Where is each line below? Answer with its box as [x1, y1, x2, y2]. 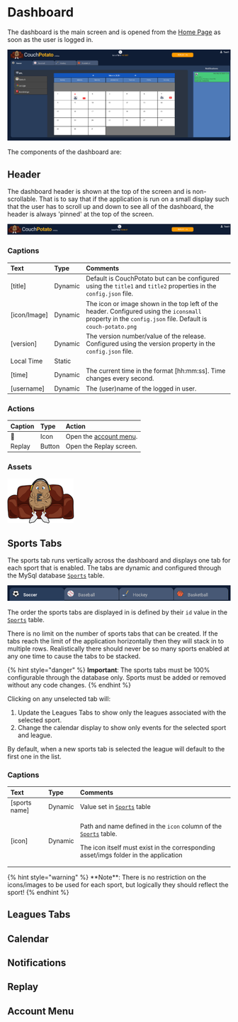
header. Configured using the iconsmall [86, 307, 202, 315]
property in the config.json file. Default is [86, 314, 208, 323]
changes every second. [86, 374, 154, 383]
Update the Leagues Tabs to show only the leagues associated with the [17, 708, 227, 717]
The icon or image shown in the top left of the [86, 299, 218, 308]
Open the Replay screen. [65, 442, 137, 451]
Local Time [10, 357, 43, 366]
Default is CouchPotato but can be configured [86, 274, 220, 283]
